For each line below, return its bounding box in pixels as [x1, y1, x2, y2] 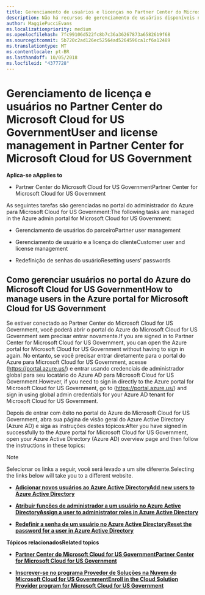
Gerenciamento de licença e [6, 86, 151, 100]
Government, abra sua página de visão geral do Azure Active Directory [6, 416, 184, 423]
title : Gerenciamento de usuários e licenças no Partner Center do [6, 9, 182, 15]
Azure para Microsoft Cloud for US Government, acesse [6, 358, 147, 366]
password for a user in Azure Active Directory [15, 527, 134, 534]
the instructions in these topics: [6, 442, 85, 449]
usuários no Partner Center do [6, 99, 163, 113]
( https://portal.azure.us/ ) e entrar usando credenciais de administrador [6, 365, 184, 372]
